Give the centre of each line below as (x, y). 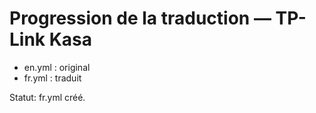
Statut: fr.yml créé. (47, 97)
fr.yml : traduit (52, 78)
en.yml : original (57, 67)
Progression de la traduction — (140, 18)
